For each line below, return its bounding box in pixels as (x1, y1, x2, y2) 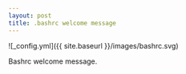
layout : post (8, 11, 52, 20)
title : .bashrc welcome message (8, 19, 116, 27)
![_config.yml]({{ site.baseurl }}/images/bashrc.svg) (8, 41, 179, 50)
